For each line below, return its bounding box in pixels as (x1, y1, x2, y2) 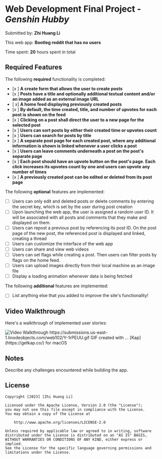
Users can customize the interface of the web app (12, 241, 113, 247)
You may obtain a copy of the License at (5, 411, 91, 416)
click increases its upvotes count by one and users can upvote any (12, 163, 150, 169)
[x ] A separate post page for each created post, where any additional (12, 138, 156, 143)
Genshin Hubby (5, 14, 69, 25)
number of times (12, 169, 47, 175)
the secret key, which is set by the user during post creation (12, 204, 133, 209)
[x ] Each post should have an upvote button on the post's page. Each (12, 158, 156, 164)
